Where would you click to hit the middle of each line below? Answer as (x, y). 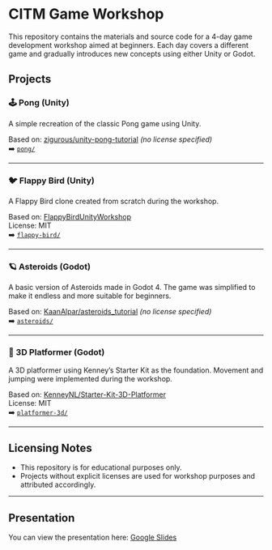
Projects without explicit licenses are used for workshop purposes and (138, 476)
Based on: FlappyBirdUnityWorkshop (70, 216)
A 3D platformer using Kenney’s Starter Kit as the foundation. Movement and (136, 370)
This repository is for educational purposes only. (101, 467)
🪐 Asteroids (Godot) (50, 266)
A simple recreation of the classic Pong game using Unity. (105, 123)
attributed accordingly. (58, 485)
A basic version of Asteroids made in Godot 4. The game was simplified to (132, 288)
